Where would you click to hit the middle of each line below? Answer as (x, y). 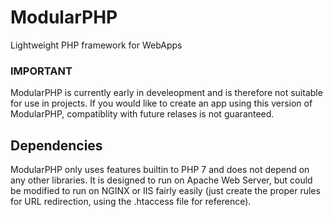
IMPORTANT (41, 71)
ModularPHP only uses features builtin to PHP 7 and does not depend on (160, 170)
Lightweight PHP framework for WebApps (96, 45)
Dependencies (56, 145)
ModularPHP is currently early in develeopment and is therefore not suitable (166, 93)
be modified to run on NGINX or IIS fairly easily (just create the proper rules (165, 191)
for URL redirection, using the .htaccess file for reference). (131, 202)
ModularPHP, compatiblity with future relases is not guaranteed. (142, 114)
